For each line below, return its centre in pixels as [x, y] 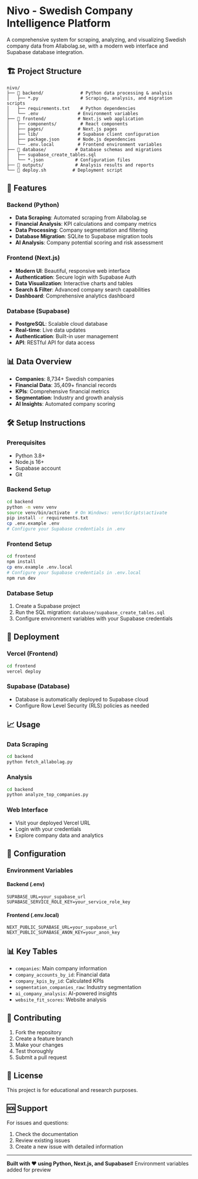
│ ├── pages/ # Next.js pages [62, 129]
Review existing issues [43, 1140]
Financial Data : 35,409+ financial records [66, 385]
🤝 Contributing [34, 1018]
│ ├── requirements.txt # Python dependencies [71, 108]
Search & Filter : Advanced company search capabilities [83, 289]
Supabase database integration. [45, 52]
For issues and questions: [38, 1123]
